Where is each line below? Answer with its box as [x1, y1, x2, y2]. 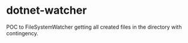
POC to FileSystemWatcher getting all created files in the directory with [6, 23, 182, 30]
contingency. [6, 29, 38, 36]
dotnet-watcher [6, 4, 87, 17]
